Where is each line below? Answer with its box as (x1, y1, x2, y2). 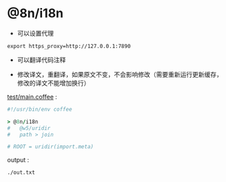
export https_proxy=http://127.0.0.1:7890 (7, 43, 131, 49)
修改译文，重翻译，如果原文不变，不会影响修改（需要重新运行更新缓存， (17, 70, 223, 78)
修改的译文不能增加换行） (17, 78, 90, 87)
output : (7, 156, 30, 164)
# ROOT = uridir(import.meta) (7, 144, 94, 150)
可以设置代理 (17, 29, 54, 37)
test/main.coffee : (7, 92, 57, 101)
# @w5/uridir (7, 124, 51, 132)
